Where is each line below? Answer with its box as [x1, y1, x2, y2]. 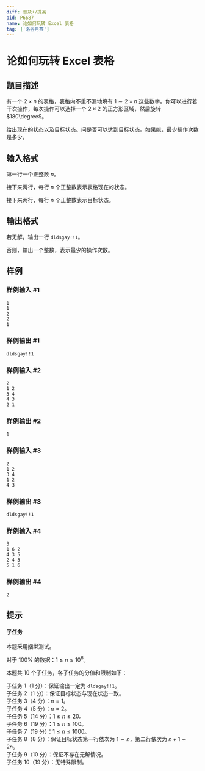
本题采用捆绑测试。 [6, 643, 55, 650]
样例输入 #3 [6, 446, 41, 455]
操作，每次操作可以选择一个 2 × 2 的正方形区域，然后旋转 [16, 105, 162, 113]
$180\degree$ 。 [6, 113, 48, 120]
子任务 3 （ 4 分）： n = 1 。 [6, 697, 69, 704]
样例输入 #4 [6, 526, 41, 535]
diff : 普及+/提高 [6, 9, 47, 15]
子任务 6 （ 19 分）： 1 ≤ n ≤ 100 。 [6, 720, 87, 727]
